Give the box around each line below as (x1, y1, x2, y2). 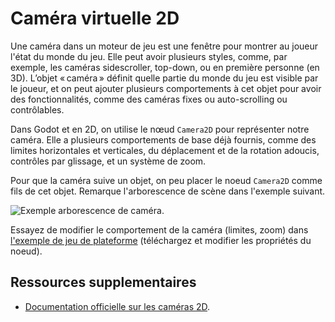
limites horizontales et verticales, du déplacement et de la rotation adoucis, (10, 144, 320, 156)
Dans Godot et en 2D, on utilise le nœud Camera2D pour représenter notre (10, 123, 310, 135)
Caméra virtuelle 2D (10, 7, 180, 30)
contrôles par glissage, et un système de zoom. (10, 155, 207, 167)
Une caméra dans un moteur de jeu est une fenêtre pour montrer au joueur (10, 40, 319, 52)
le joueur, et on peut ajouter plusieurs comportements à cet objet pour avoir (10, 82, 322, 94)
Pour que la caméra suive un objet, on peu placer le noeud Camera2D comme (10, 174, 323, 186)
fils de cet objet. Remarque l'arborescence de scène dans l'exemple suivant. (10, 185, 326, 197)
